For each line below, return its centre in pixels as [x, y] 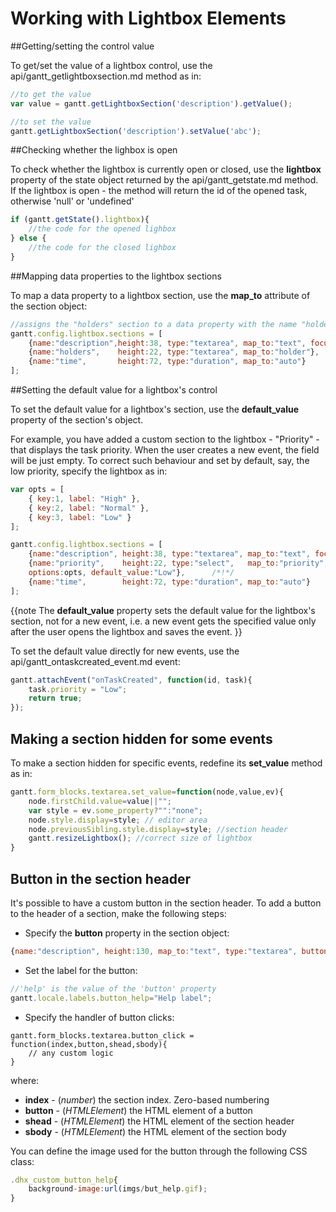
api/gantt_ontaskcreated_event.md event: [95, 661]
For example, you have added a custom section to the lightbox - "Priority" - [165, 439]
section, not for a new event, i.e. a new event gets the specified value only [163, 621]
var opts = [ [37, 490]
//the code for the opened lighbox [102, 229]
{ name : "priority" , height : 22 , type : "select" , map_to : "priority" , [178, 563]
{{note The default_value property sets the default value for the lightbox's [163, 610]
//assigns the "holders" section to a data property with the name [154, 324]
